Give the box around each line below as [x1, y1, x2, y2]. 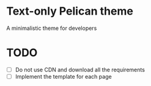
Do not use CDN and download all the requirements [15, 66, 145, 73]
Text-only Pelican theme [6, 4, 133, 18]
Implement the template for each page [15, 73, 112, 80]
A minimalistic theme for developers [6, 24, 97, 32]
